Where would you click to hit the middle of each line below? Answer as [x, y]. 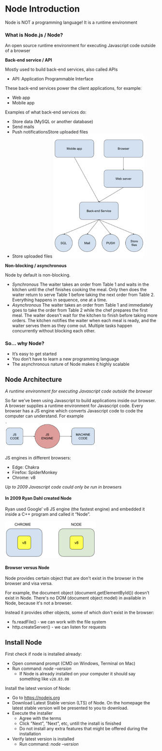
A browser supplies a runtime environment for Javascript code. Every [74, 406]
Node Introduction [42, 9]
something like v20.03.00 [44, 679]
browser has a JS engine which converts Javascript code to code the [74, 411]
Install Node [23, 642]
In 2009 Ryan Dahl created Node [38, 498]
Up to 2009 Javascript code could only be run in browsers [63, 487]
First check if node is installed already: [44, 654]
